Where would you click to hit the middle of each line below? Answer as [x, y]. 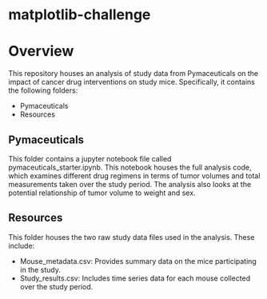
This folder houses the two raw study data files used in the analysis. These [132, 237]
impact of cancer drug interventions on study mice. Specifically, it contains [132, 82]
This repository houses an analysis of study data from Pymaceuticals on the [133, 74]
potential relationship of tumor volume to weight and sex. [102, 193]
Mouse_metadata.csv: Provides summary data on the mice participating [138, 261]
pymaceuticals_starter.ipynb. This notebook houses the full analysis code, [130, 167]
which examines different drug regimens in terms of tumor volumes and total [134, 175]
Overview [41, 52]
